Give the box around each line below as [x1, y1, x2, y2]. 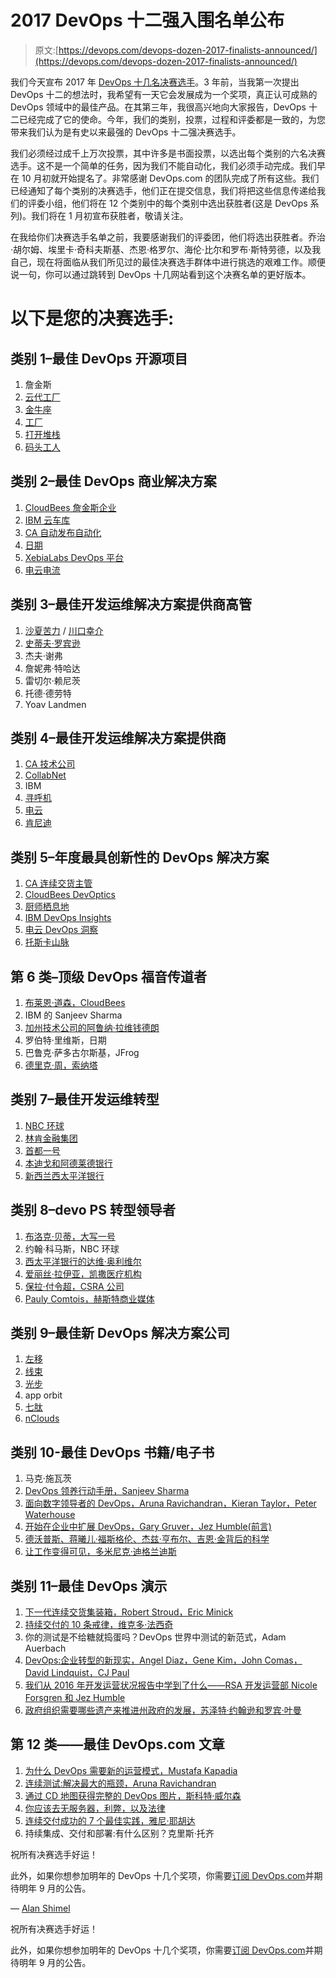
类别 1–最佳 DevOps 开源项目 [10, 350, 188, 367]
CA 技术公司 [24, 758, 76, 770]
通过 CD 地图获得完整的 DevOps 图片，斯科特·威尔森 [24, 1789, 242, 1801]
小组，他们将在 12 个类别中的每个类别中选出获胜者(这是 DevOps [44, 197, 308, 209]
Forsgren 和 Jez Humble [24, 1692, 126, 1704]
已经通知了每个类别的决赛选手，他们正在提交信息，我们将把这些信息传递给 [10, 184, 317, 196]
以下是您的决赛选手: [10, 307, 175, 330]
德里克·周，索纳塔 [24, 1059, 98, 1071]
